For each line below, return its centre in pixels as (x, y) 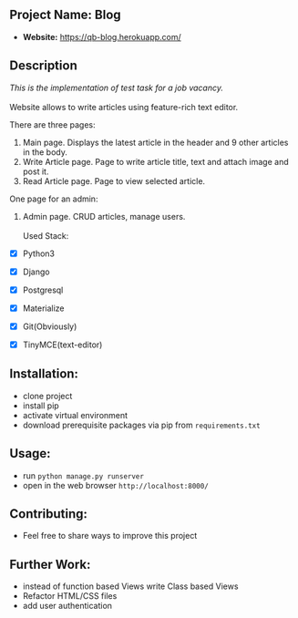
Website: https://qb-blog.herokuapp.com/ (102, 36)
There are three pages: (52, 124)
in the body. (45, 152)
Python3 (38, 253)
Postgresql (43, 290)
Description (43, 66)
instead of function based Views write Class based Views (130, 586)
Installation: (44, 374)
